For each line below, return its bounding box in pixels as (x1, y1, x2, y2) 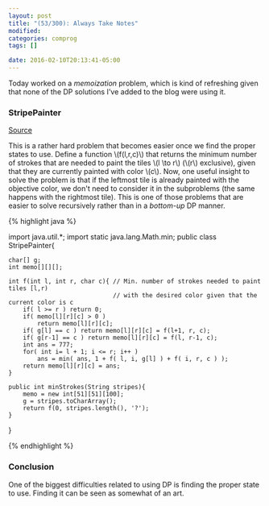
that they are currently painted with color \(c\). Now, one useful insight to (8, 167, 250, 176)
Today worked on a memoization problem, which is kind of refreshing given (8, 78, 259, 88)
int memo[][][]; (8, 263, 63, 272)
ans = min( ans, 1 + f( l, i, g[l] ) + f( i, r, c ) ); (37, 355, 229, 363)
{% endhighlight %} (8, 441, 74, 451)
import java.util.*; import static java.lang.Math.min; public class (8, 232, 217, 242)
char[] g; (8, 256, 42, 264)
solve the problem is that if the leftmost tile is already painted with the (8, 175, 240, 185)
